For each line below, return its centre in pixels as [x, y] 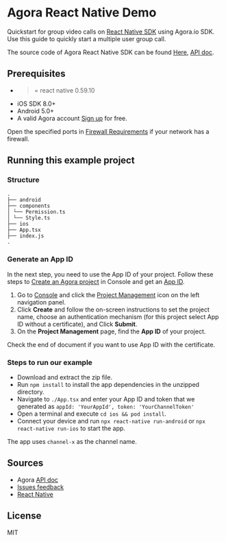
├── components [29, 206]
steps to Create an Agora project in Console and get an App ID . [96, 281]
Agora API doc [37, 480]
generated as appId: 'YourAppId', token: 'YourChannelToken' [105, 407]
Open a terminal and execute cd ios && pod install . [91, 414]
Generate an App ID [40, 259]
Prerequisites [36, 74]
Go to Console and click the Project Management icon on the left [108, 295]
